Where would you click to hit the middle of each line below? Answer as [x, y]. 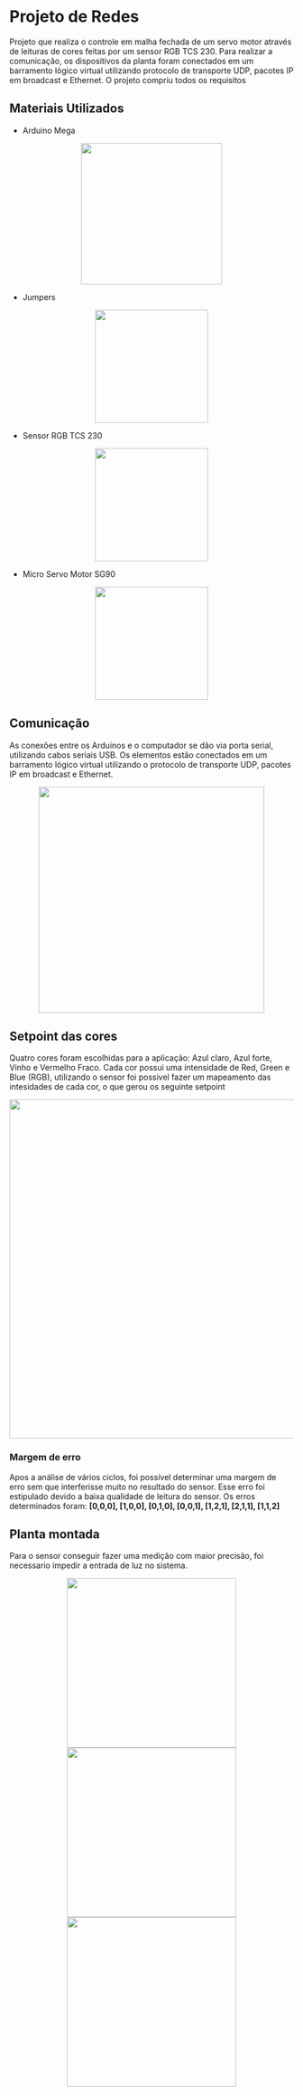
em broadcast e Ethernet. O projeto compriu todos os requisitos [128, 80]
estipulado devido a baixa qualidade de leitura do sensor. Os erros [132, 1496]
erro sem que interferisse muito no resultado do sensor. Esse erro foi [138, 1487]
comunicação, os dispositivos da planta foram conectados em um [132, 61]
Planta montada [55, 1534]
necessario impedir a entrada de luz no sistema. [98, 1565]
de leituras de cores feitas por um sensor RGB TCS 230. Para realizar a [141, 51]
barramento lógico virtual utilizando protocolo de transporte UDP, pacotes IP [151, 71]
